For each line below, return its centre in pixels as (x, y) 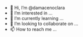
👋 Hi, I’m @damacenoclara (37, 8)
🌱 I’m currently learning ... (37, 18)
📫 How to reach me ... (33, 29)
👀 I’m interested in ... (31, 13)
